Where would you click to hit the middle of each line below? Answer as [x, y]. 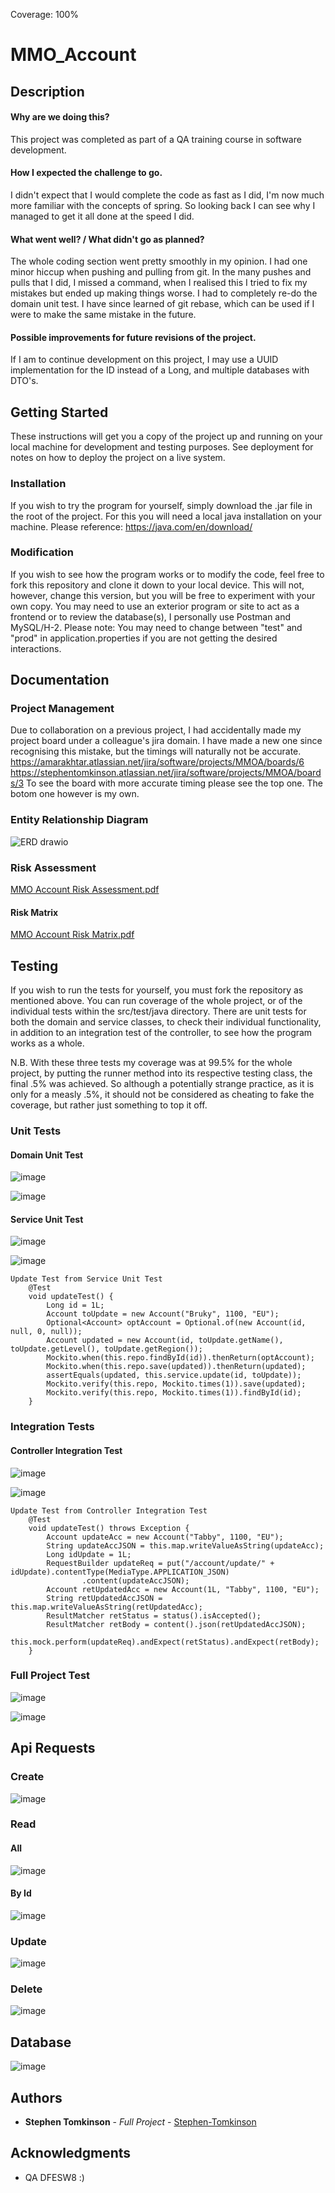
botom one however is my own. [75, 794]
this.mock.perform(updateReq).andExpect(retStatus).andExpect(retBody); [165, 1642]
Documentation [60, 680]
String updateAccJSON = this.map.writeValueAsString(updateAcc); [185, 1545]
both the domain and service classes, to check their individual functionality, [166, 1022]
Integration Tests [52, 1427]
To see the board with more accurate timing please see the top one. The [174, 783]
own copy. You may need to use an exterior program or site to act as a [155, 606]
